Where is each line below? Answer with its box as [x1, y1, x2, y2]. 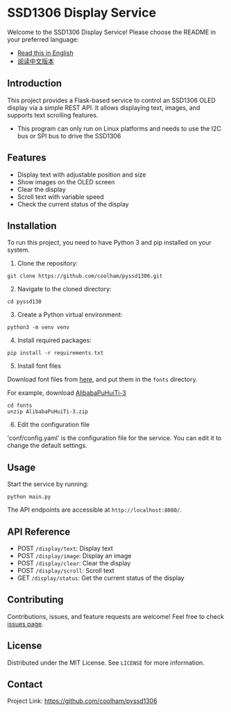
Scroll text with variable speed [17, 193, 104, 201]
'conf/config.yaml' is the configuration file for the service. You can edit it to [7, 434, 222, 442]
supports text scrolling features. [7, 111, 99, 119]
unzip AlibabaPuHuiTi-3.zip [7, 408, 89, 415]
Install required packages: [17, 336, 92, 345]
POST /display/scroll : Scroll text [17, 567, 114, 574]
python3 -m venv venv [7, 324, 70, 331]
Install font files [17, 362, 61, 370]
